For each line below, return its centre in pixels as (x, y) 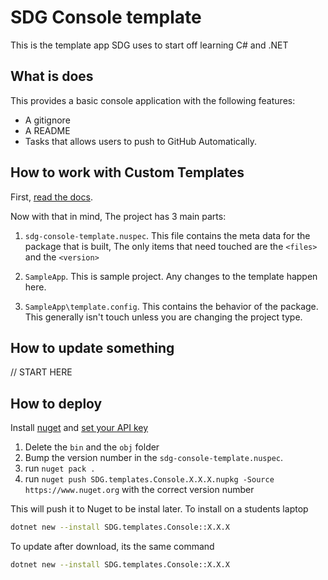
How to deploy (56, 403)
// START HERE (41, 372)
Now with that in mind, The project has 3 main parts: (118, 216)
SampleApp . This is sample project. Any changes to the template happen (171, 276)
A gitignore (47, 120)
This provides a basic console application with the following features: (153, 100)
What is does (52, 76)
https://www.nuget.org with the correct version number (139, 490)
